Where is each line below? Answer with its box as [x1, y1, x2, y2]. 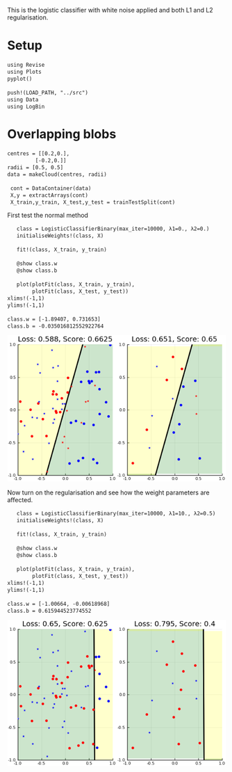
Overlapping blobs [7, 127, 117, 142]
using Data [7, 96, 39, 103]
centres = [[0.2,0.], [7, 150, 70, 157]
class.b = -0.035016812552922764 [7, 323, 104, 330]
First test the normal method [7, 211, 89, 219]
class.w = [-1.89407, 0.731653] [7, 316, 101, 323]
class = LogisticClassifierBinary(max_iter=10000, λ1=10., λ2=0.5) [16, 510, 216, 517]
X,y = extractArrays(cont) [10, 191, 89, 199]
